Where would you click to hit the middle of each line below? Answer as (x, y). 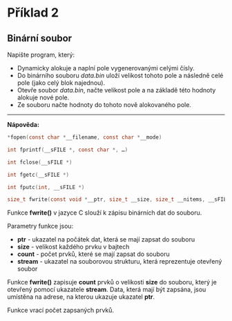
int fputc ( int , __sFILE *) (46, 187)
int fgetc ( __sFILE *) (38, 175)
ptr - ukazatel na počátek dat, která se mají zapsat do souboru (106, 240)
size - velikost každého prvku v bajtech (73, 247)
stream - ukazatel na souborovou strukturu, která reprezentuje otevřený (119, 262)
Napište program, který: (41, 55)
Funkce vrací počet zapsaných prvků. (61, 310)
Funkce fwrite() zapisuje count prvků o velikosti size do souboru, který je (112, 282)
